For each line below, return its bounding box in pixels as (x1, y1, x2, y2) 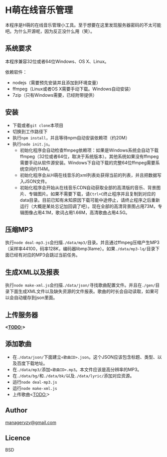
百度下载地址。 (16, 360, 48, 366)
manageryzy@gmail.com (5, 419, 56, 425)
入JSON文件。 (19, 178, 50, 184)
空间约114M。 (24, 165, 52, 172)
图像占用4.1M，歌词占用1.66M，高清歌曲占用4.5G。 (24, 209, 130, 215)
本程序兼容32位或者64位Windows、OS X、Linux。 (5, 58, 109, 64)
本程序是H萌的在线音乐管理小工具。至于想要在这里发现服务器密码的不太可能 (5, 22, 162, 28)
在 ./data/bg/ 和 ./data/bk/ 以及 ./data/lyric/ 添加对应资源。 (12, 372, 135, 379)
